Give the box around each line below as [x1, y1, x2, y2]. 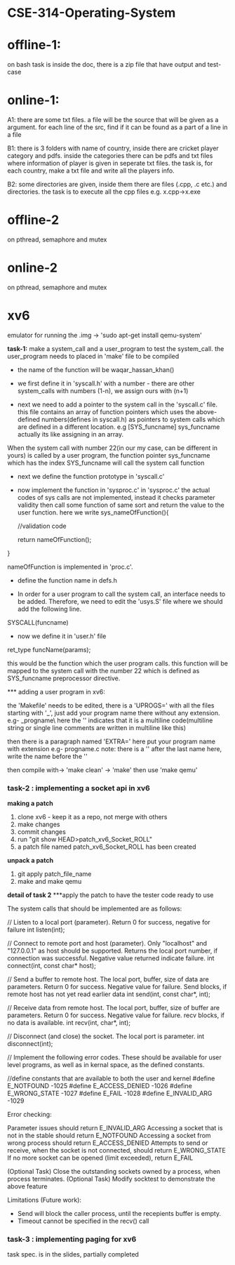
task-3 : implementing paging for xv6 [7, 1234, 137, 1244]
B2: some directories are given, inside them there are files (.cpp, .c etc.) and [7, 180, 227, 189]
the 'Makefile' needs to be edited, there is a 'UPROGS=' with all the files [7, 701, 215, 710]
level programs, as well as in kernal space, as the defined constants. [7, 1061, 205, 1069]
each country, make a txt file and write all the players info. [7, 166, 175, 175]
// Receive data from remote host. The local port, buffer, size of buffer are [7, 1004, 220, 1012]
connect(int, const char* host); [7, 962, 96, 970]
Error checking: [7, 1111, 52, 1119]
